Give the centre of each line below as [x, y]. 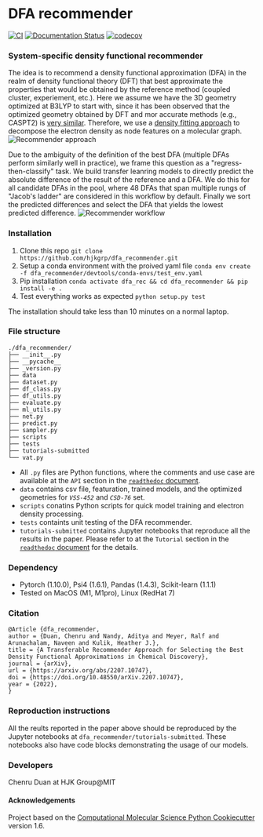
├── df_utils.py [35, 396]
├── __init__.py [35, 355]
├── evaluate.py [35, 402]
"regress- [226, 163]
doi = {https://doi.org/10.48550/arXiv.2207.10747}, [96, 678]
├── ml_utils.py [35, 409]
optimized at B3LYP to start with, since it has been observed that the [119, 106]
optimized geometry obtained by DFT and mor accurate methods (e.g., [122, 115]
